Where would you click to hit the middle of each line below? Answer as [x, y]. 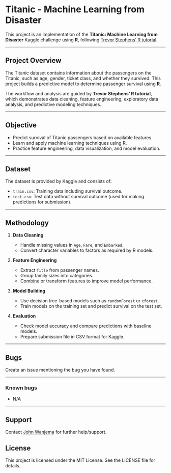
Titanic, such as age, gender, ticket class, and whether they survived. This [83, 78]
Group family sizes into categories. [57, 276]
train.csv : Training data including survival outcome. [67, 191]
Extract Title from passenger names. [60, 270]
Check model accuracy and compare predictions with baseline [86, 326]
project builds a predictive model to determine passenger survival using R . [83, 84]
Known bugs [21, 387]
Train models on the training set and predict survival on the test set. [91, 306]
